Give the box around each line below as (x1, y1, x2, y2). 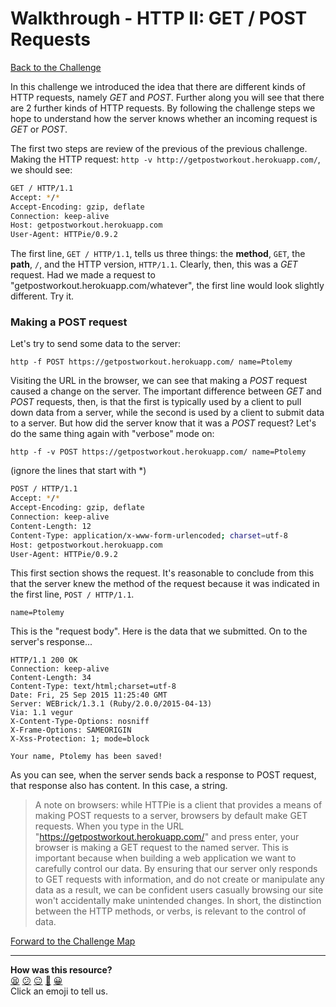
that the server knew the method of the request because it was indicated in (10, 578, 320, 590)
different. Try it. (10, 290, 75, 302)
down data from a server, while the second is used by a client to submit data (10, 407, 325, 419)
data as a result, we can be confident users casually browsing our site (34, 884, 324, 896)
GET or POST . (10, 123, 68, 135)
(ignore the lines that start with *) (10, 465, 147, 477)
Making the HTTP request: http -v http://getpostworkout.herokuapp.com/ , (10, 153, 321, 165)
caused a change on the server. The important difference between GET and (10, 385, 322, 397)
